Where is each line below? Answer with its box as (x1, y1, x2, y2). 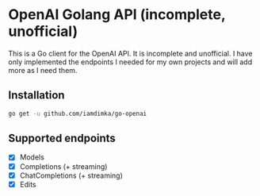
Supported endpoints (8, 132, 117, 145)
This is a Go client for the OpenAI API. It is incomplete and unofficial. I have (8, 48, 253, 58)
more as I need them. (8, 65, 78, 75)
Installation (8, 89, 65, 102)
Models (19, 152, 45, 162)
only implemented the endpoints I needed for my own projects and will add (8, 57, 253, 67)
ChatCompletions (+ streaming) (19, 171, 123, 180)
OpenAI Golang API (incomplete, (8, 6, 226, 24)
